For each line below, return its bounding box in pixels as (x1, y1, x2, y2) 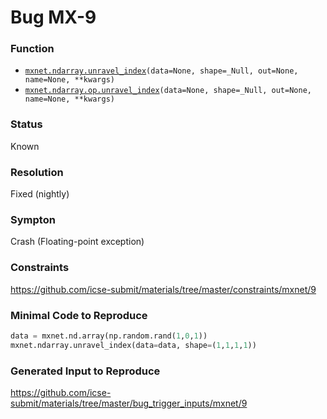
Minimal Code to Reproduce (10, 308, 148, 322)
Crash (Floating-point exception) (10, 236, 145, 248)
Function (10, 42, 55, 56)
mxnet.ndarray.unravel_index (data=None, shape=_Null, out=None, (24, 66, 299, 76)
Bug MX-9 (10, 6, 97, 29)
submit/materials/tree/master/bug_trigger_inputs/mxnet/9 (10, 397, 248, 410)
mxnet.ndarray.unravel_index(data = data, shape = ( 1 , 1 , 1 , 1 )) (10, 340, 257, 350)
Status (10, 117, 43, 131)
